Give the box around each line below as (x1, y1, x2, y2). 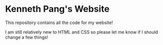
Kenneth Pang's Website (5, 3, 110, 15)
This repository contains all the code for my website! (5, 20, 113, 25)
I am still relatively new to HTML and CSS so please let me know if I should (5, 29, 159, 35)
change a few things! (5, 34, 48, 40)
